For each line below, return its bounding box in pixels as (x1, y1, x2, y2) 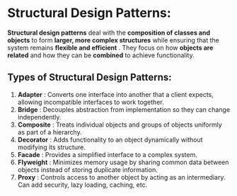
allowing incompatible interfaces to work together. (17, 98, 164, 106)
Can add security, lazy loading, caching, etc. (17, 180, 148, 189)
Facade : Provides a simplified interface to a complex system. (17, 150, 198, 158)
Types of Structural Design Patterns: (7, 71, 172, 83)
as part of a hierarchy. (17, 127, 83, 136)
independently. (17, 113, 62, 121)
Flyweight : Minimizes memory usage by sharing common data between (17, 158, 229, 166)
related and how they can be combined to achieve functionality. (7, 51, 195, 59)
